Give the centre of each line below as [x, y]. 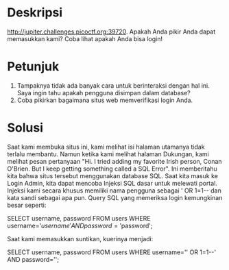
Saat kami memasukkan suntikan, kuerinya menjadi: [80, 238]
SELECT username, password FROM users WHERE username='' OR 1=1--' [112, 252]
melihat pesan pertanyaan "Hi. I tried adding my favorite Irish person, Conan [114, 161]
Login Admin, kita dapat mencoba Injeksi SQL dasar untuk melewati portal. [112, 183]
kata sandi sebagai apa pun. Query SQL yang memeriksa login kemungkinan [115, 197]
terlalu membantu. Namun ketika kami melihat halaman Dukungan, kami [108, 154]
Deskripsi [35, 13]
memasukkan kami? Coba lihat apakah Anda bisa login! [85, 38]
